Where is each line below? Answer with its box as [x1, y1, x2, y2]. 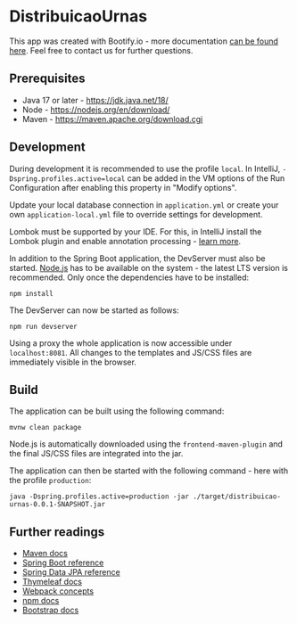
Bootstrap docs [21, 604, 79, 616]
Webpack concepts [21, 586, 95, 596]
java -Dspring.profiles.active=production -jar [9, 492, 190, 501]
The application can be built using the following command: [9, 406, 225, 416]
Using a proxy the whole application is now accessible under [9, 337, 233, 349]
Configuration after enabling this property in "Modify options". [9, 182, 237, 193]
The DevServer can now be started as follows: [9, 305, 180, 316]
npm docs [21, 595, 60, 606]
